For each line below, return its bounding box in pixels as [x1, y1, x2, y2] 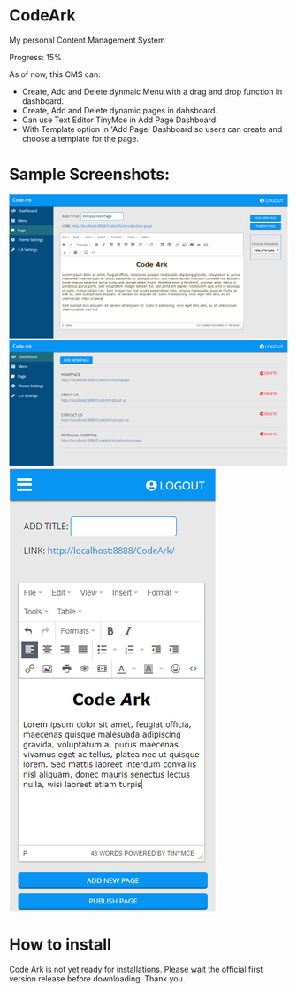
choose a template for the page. [21, 133, 140, 144]
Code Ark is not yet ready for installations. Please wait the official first [9, 964, 263, 975]
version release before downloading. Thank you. [9, 973, 186, 984]
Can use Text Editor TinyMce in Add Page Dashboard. [21, 114, 218, 125]
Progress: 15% [9, 51, 62, 62]
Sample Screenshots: [9, 165, 171, 184]
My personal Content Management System [9, 35, 165, 45]
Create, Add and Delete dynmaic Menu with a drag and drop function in [21, 86, 283, 97]
